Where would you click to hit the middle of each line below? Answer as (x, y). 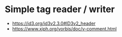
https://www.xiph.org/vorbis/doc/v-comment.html (64, 28)
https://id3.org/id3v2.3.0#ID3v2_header (54, 23)
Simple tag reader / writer (60, 9)
